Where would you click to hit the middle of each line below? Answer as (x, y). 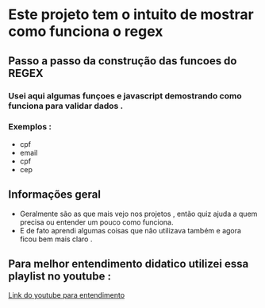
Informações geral (55, 195)
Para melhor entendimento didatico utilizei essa (129, 264)
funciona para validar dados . (66, 106)
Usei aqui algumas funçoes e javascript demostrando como (125, 95)
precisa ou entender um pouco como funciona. (96, 222)
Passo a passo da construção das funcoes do (123, 61)
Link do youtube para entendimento (67, 295)
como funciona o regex (86, 31)
